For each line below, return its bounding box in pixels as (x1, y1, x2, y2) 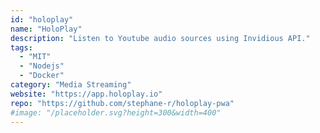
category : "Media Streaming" (10, 80, 132, 90)
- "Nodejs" (19, 61, 65, 71)
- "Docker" (19, 71, 65, 81)
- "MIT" (19, 52, 52, 62)
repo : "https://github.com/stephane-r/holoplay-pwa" (10, 98, 235, 108)
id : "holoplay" (10, 14, 74, 25)
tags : (10, 42, 33, 53)
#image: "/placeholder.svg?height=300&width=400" (10, 107, 222, 118)
